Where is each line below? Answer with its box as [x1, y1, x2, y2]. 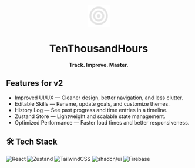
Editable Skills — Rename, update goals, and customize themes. [14, 100, 170, 107]
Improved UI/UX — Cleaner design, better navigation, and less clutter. [14, 94, 184, 101]
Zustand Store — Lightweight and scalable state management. [14, 113, 166, 120]
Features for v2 [6, 78, 63, 89]
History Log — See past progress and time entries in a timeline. [14, 106, 168, 113]
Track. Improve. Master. [69, 61, 129, 68]
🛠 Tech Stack [6, 137, 58, 147]
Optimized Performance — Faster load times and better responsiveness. [14, 119, 190, 126]
